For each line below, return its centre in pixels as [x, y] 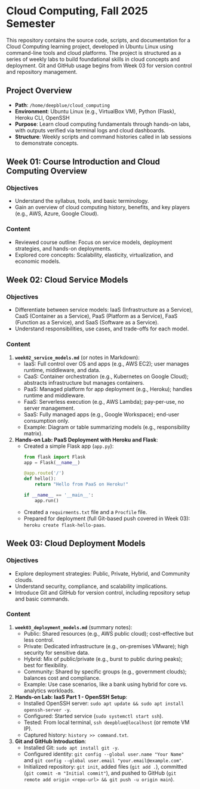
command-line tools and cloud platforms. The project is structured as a [94, 52]
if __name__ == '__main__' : [59, 495]
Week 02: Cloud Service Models [67, 280]
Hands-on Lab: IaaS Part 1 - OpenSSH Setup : [71, 697]
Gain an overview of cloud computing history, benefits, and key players [102, 208]
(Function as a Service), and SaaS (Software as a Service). [87, 323]
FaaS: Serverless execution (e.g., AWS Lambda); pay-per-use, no [104, 401]
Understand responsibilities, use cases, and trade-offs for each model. [102, 329]
